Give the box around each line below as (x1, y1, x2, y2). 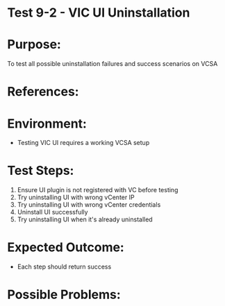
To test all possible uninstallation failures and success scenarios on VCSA (7, 60, 218, 68)
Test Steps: (7, 163, 74, 178)
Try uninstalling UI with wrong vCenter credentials (17, 201, 161, 209)
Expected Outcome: (7, 239, 125, 255)
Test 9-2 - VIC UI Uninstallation (7, 5, 190, 21)
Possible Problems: (7, 287, 122, 303)
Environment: (7, 116, 87, 131)
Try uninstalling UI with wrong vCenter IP (17, 193, 135, 202)
